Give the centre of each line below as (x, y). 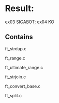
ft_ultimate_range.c (24, 67)
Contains (19, 37)
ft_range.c (15, 58)
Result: (20, 8)
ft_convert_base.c (23, 86)
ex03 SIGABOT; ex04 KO (30, 22)
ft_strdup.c (16, 48)
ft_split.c (14, 95)
